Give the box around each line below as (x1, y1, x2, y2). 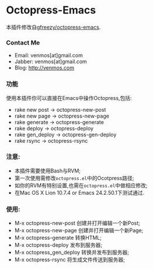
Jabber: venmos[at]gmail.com (14, 58, 88, 65)
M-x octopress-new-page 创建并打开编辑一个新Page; (14, 227, 144, 234)
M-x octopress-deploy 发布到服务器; (14, 242, 103, 249)
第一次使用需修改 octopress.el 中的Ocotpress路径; (14, 174, 134, 181)
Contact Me (6, 39, 40, 47)
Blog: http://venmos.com (14, 64, 75, 71)
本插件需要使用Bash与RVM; (14, 167, 81, 174)
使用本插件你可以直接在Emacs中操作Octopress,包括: (6, 94, 133, 101)
